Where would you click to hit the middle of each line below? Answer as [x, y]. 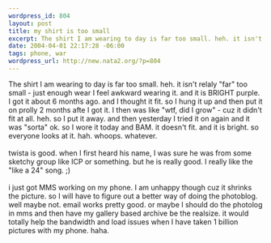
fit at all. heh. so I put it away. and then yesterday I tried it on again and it [129, 118]
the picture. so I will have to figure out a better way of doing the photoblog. [133, 196]
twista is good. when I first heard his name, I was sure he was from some [130, 153]
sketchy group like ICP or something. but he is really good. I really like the [131, 161]
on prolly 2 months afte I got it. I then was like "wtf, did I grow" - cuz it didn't [135, 109]
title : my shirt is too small [59, 31]
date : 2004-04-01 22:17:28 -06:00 [67, 46]
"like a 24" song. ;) [40, 170]
